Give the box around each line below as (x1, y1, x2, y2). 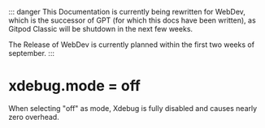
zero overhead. (8, 112, 59, 122)
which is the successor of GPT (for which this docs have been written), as (8, 15, 256, 25)
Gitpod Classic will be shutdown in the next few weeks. (8, 24, 193, 33)
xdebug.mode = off (8, 77, 141, 96)
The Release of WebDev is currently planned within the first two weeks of (8, 40, 254, 49)
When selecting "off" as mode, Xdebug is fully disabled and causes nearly (8, 103, 258, 113)
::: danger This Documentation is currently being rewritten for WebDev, (8, 7, 246, 16)
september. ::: (8, 49, 55, 58)
